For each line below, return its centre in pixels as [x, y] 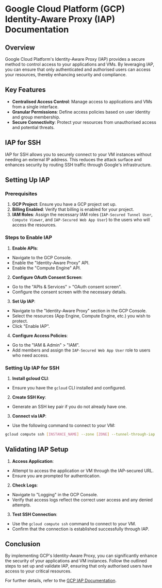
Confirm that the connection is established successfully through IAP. [81, 529]
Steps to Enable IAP [29, 237]
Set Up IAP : [24, 301]
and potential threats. [33, 127]
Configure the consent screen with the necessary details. [69, 292]
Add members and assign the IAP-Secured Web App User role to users [81, 350]
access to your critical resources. [38, 571]
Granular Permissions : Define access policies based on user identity [81, 112]
